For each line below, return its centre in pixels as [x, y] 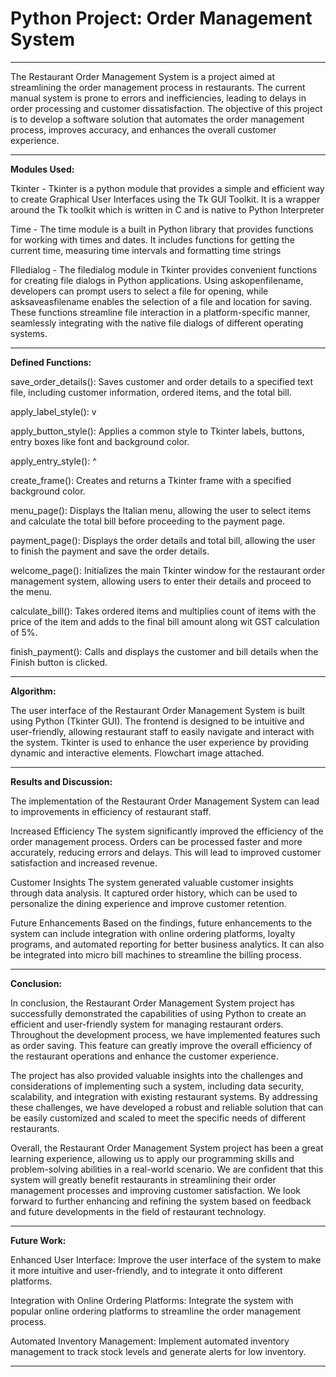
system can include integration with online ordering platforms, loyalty [153, 933]
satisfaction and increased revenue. [84, 863]
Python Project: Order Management [161, 18]
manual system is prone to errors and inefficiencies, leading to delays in [158, 98]
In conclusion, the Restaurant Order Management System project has [152, 1003]
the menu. [31, 591]
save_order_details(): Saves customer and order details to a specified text [161, 381]
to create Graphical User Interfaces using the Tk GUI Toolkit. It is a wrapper [165, 199]
